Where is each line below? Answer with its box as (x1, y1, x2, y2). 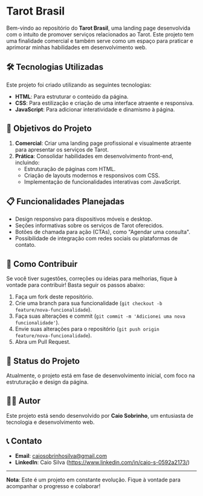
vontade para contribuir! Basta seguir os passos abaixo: (6, 281, 145, 289)
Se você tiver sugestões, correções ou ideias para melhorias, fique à (6, 275, 178, 283)
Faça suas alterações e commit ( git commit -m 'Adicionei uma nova (14, 312, 185, 320)
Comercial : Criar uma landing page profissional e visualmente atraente (14, 139, 192, 147)
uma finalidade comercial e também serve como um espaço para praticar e (6, 37, 193, 44)
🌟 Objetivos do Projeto (6, 123, 92, 134)
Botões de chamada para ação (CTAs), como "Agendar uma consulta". (14, 229, 191, 236)
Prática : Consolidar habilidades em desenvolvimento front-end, (14, 152, 173, 159)
